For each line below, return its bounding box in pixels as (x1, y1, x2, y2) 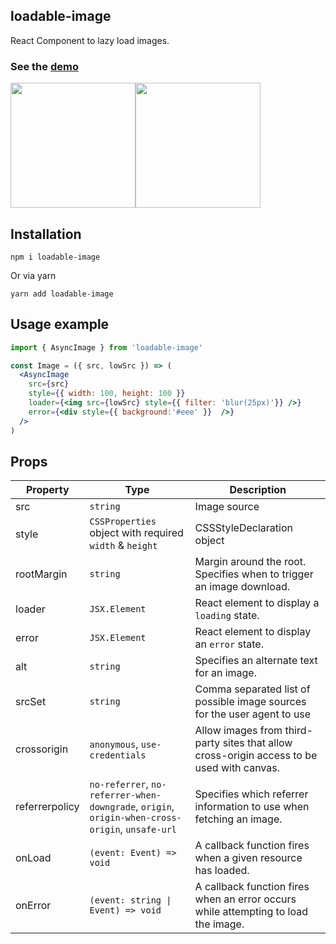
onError (15, 899, 52, 913)
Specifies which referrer (194, 787, 309, 801)
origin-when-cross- (89, 812, 182, 824)
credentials (89, 750, 147, 761)
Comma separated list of (194, 682, 311, 696)
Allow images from (194, 724, 283, 738)
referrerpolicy (15, 800, 80, 814)
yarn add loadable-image (10, 289, 114, 299)
